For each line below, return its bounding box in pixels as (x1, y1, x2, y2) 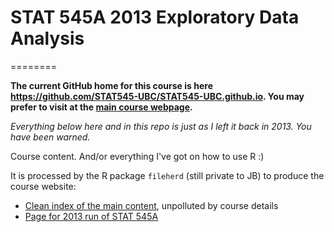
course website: (10, 180, 77, 192)
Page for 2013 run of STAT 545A (24, 210, 159, 222)
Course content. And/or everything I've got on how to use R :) (10, 150, 265, 162)
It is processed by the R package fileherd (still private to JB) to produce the (10, 169, 325, 181)
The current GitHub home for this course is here (10, 79, 213, 91)
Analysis (10, 27, 85, 50)
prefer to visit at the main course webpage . (10, 101, 193, 113)
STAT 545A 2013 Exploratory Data (10, 6, 300, 29)
